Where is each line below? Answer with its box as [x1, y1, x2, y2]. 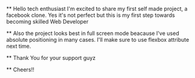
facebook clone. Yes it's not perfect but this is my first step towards [6, 11, 176, 19]
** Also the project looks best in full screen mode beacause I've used [6, 30, 180, 37]
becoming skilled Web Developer [6, 18, 89, 25]
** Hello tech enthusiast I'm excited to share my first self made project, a [6, 5, 188, 12]
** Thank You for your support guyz [6, 54, 96, 61]
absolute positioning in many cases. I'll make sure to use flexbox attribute [6, 36, 190, 43]
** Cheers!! [6, 66, 35, 73]
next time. [6, 42, 31, 50]
